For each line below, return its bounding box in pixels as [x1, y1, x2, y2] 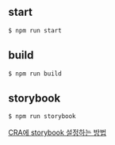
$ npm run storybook [8, 113, 77, 120]
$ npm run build [8, 70, 62, 78]
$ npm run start [8, 26, 62, 34]
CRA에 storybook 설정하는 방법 [8, 128, 107, 137]
